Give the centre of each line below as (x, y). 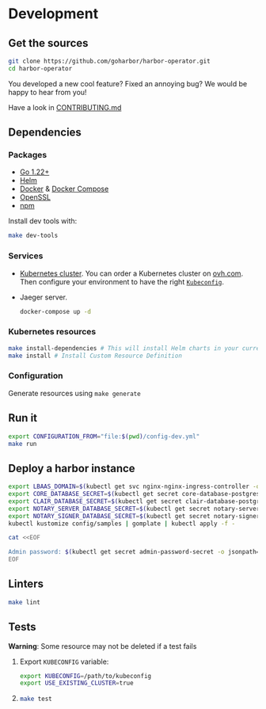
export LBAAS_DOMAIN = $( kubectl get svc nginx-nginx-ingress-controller (129, 487)
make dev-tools (33, 236)
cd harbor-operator (40, 68)
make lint (25, 602)
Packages (28, 155)
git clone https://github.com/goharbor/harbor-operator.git (110, 61)
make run (23, 444)
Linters (26, 584)
